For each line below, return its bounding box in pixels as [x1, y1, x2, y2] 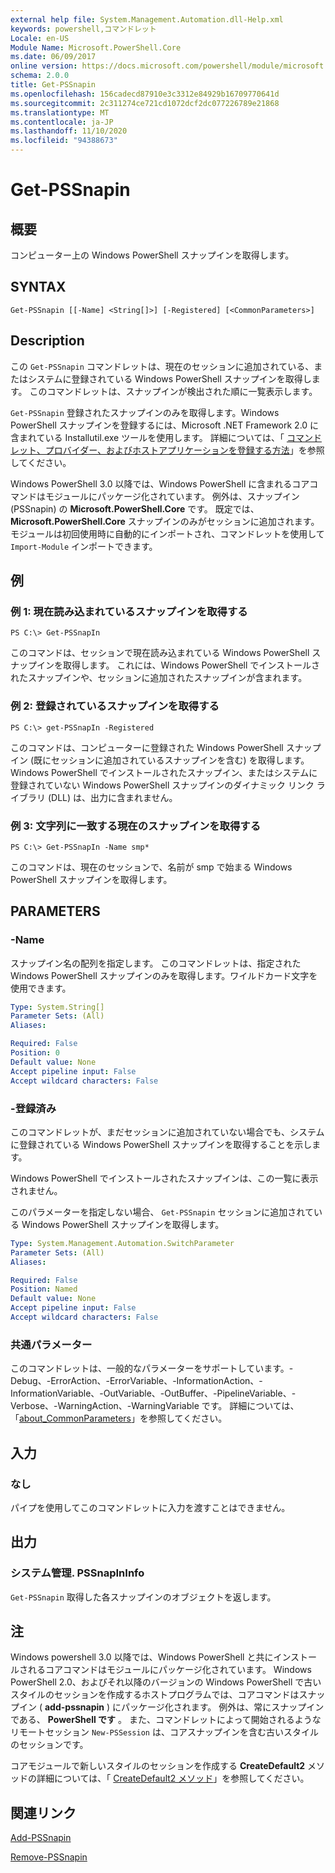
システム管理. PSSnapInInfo [10, 1566, 145, 1580]
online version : [10, 61, 78, 71]
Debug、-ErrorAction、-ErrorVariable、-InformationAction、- [10, 1375, 263, 1387]
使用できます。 [10, 982, 72, 994]
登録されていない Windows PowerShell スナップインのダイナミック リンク [10, 779, 315, 791]
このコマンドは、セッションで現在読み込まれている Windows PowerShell [10, 647, 310, 659]
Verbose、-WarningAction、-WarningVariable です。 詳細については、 [10, 1400, 300, 1412]
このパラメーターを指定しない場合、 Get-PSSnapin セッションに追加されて [10, 1206, 314, 1218]
